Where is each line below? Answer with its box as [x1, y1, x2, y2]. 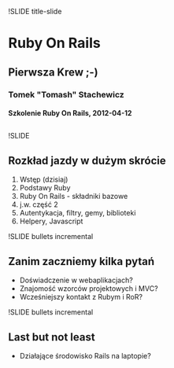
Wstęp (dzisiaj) [19, 175, 68, 184]
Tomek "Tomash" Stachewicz [8, 89, 124, 100]
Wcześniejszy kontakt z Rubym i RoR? [19, 293, 143, 302]
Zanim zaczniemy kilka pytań [8, 255, 155, 268]
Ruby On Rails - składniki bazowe [19, 192, 128, 201]
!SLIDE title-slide [8, 7, 62, 16]
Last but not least [8, 330, 96, 344]
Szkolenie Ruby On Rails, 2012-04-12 [8, 109, 132, 118]
